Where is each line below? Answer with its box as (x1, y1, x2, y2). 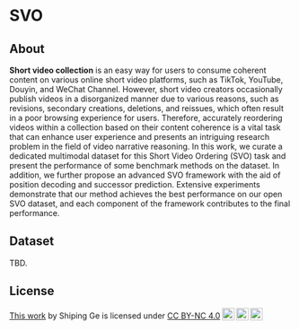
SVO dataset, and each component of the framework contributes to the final (9, 198, 291, 209)
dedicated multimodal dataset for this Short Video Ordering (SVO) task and (9, 151, 286, 161)
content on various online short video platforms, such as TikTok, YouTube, (9, 74, 284, 85)
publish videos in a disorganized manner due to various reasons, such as (9, 93, 279, 104)
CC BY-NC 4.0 (167, 310, 221, 321)
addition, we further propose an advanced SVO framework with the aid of (9, 169, 281, 180)
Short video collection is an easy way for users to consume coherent (9, 65, 267, 75)
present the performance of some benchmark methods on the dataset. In (9, 161, 280, 170)
